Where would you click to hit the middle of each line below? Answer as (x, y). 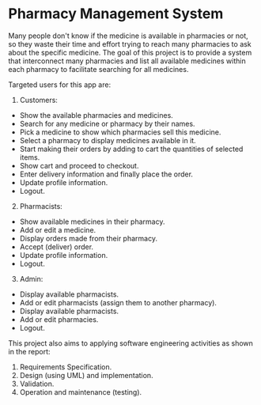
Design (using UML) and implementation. (86, 375)
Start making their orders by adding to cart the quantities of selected (131, 149)
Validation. (37, 384)
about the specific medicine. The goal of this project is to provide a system (130, 52)
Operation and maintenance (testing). (81, 392)
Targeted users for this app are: (60, 85)
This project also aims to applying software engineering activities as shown (130, 343)
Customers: (38, 100)
